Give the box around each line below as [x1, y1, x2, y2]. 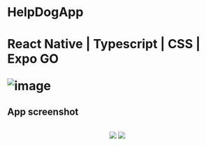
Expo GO [7, 51, 59, 67]
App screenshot [7, 105, 79, 117]
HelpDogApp [7, 4, 84, 20]
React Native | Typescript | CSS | [7, 36, 201, 52]
